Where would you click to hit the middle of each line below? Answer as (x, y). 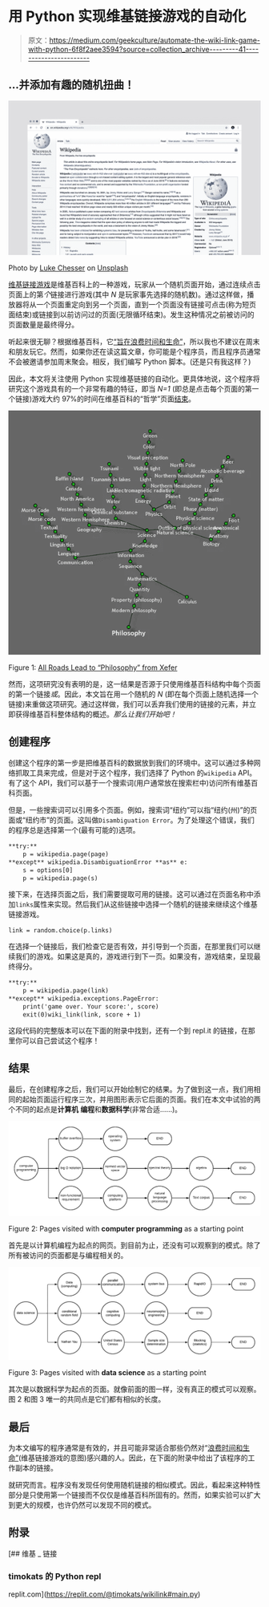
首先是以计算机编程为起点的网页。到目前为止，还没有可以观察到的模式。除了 (134, 1245)
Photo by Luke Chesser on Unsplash (68, 268)
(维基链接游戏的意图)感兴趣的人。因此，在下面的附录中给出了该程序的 (133, 1458)
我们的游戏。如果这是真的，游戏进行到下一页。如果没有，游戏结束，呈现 (134, 956)
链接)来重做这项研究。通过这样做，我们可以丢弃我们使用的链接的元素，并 (129, 704)
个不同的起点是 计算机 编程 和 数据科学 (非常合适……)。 (95, 1109)
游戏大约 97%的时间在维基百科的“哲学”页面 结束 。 (114, 399)
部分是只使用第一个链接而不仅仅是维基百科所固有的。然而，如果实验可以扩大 (134, 1495)
